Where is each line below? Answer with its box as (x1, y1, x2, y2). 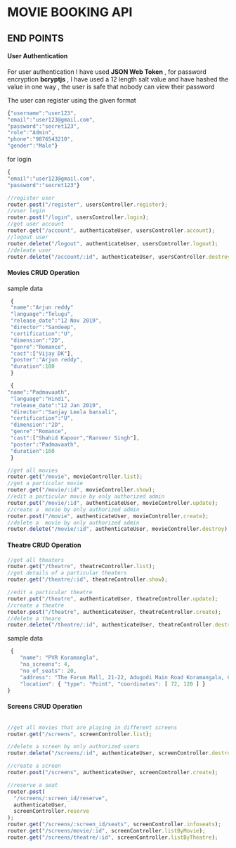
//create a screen (7, 762, 61, 770)
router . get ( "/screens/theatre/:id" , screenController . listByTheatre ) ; (7, 834, 218, 841)
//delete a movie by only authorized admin (7, 519, 140, 526)
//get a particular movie (7, 480, 83, 487)
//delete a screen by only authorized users (7, 743, 140, 750)
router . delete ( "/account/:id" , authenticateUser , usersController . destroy (7, 253, 231, 260)
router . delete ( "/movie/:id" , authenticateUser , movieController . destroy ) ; (7, 525, 231, 533)
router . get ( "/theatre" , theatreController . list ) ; (7, 563, 156, 570)
